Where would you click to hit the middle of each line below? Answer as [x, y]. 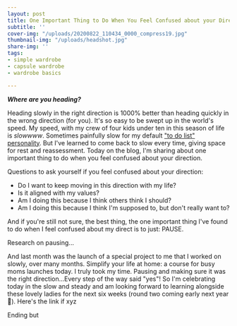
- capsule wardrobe [36, 66]
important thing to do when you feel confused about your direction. [105, 158]
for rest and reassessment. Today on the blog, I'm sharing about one [107, 150]
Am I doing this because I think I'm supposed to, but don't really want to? [123, 207]
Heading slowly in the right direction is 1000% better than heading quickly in [118, 113]
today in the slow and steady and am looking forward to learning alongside [116, 286]
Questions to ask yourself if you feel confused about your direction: [105, 171]
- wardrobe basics [34, 73]
